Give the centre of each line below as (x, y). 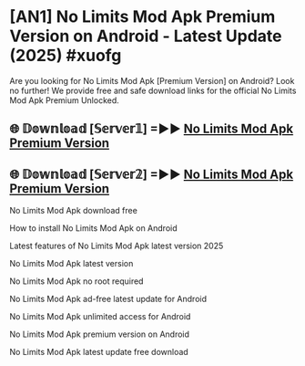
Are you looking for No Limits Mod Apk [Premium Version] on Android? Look (152, 80)
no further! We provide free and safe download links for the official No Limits (153, 90)
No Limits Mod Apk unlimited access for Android (100, 317)
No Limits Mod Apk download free (74, 211)
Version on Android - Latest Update (146, 36)
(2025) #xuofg (66, 56)
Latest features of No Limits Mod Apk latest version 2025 (117, 246)
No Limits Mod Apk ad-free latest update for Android (108, 299)
